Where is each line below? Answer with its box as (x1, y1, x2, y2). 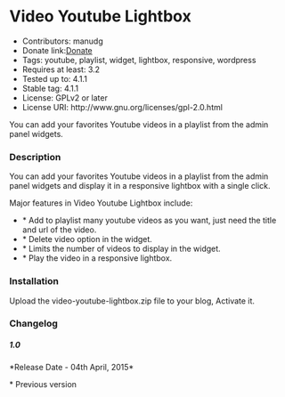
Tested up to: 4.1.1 (21, 73, 87, 84)
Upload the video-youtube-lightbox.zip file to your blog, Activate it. (9, 296, 256, 306)
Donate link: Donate (21, 45, 93, 55)
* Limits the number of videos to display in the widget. (21, 243, 221, 255)
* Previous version (9, 379, 77, 390)
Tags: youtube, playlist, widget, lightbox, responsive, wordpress (21, 54, 256, 65)
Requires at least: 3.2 (21, 64, 101, 75)
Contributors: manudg (21, 36, 104, 46)
